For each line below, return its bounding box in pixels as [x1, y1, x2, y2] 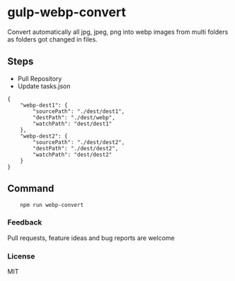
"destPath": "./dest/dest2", [33, 145, 119, 152]
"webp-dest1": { [20, 102, 69, 109]
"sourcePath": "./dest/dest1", [33, 107, 125, 115]
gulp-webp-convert [7, 4, 126, 20]
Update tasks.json [17, 82, 71, 90]
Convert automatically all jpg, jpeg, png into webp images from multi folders [7, 28, 229, 36]
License [7, 251, 35, 261]
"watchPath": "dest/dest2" [33, 151, 113, 158]
